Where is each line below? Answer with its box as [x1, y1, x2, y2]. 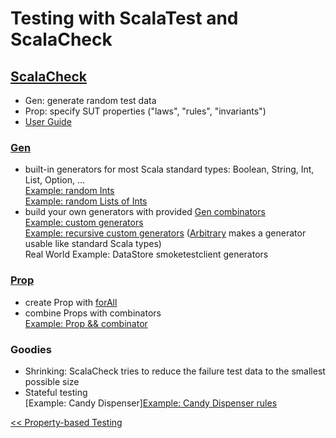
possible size [24, 375, 80, 387]
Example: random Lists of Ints [24, 195, 148, 207]
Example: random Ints [24, 185, 115, 197]
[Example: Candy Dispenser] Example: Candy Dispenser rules [24, 397, 278, 409]
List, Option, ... [24, 174, 86, 186]
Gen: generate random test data [24, 95, 157, 106]
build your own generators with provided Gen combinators [24, 206, 266, 218]
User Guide [24, 116, 72, 127]
